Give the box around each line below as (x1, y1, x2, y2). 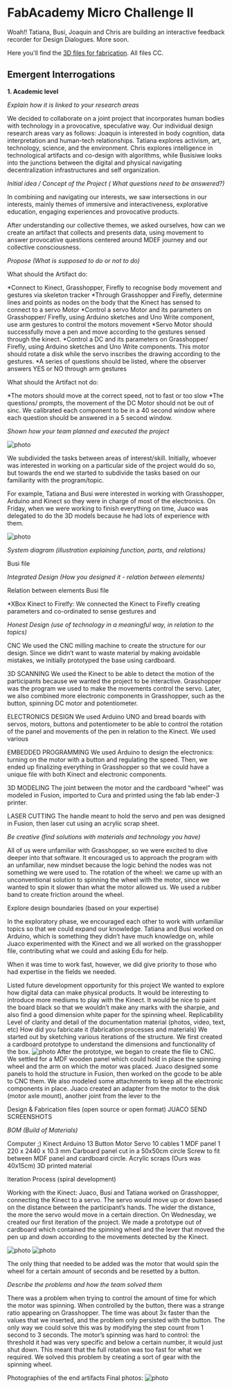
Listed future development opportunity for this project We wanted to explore (7, 981, 225, 989)
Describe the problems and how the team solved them (7, 1280, 163, 1288)
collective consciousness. (7, 243, 81, 251)
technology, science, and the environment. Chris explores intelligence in (7, 144, 213, 152)
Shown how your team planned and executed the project (7, 427, 170, 435)
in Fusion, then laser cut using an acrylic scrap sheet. (7, 819, 159, 827)
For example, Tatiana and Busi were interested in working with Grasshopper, (7, 489, 225, 498)
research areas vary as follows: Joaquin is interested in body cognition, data (7, 128, 225, 137)
